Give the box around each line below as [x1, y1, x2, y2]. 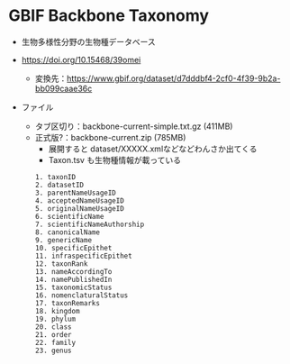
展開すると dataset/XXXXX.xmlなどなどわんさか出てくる [48, 143, 258, 154]
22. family [34, 338, 77, 347]
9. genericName [34, 235, 92, 244]
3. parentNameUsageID [34, 188, 116, 197]
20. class [34, 322, 73, 332]
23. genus [34, 346, 73, 355]
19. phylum [34, 314, 77, 323]
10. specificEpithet [34, 243, 113, 252]
